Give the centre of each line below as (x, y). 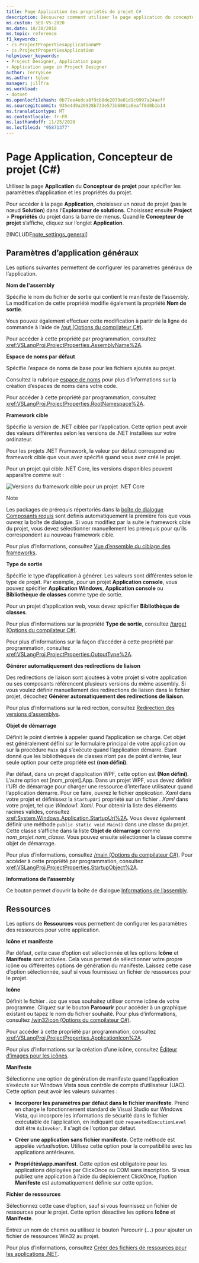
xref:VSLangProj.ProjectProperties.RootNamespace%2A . (76, 403)
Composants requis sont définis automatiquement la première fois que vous (99, 516)
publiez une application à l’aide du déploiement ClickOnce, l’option (96, 1176)
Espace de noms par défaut (41, 356)
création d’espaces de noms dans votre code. (62, 386)
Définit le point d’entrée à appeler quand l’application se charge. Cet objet (96, 737)
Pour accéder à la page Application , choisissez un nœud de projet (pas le (97, 204)
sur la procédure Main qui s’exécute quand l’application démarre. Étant (92, 750)
